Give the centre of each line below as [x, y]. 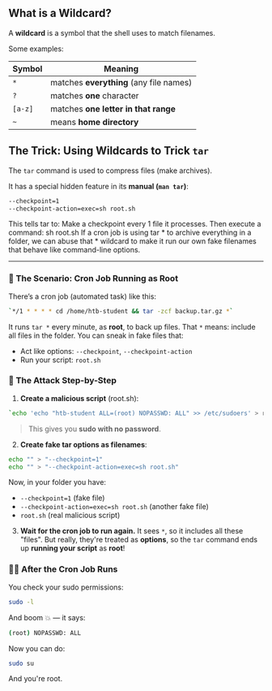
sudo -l [21, 602]
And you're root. [36, 679]
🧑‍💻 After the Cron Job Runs [63, 569]
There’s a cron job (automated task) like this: [82, 296]
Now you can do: [37, 648]
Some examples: [36, 49]
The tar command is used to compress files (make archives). [110, 171]
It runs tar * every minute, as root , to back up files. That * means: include [132, 326]
